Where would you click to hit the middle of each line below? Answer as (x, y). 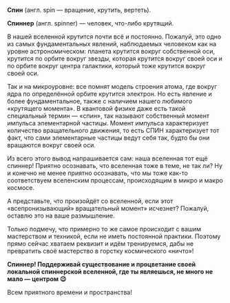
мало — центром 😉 (37, 279)
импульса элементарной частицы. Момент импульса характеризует (108, 123)
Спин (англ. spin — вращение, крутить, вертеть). (79, 10)
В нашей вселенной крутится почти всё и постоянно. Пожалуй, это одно (114, 36)
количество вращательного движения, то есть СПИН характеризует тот (113, 130)
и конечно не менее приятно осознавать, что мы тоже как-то (97, 173)
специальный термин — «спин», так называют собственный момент (108, 116)
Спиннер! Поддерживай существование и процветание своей (102, 264)
